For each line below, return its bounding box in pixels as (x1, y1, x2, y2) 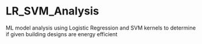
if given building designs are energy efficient (5, 30, 118, 37)
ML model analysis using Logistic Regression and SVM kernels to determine (5, 24, 196, 31)
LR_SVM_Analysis (5, 4, 99, 18)
